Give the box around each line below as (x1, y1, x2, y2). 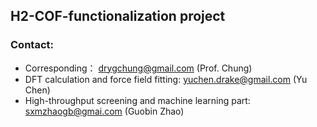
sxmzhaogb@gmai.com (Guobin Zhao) (24, 105, 185, 117)
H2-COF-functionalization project (10, 8, 226, 25)
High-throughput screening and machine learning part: (24, 94, 251, 106)
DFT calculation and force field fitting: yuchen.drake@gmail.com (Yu (24, 73, 308, 85)
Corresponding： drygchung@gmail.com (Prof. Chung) (24, 62, 253, 74)
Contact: (10, 38, 54, 52)
